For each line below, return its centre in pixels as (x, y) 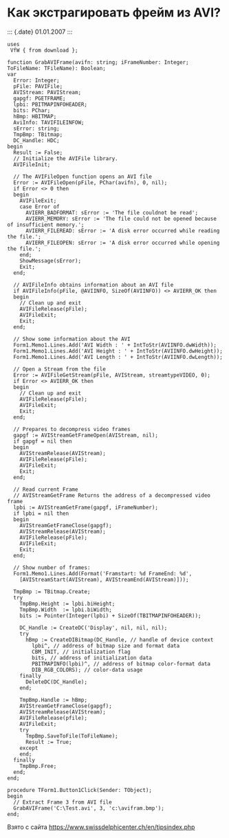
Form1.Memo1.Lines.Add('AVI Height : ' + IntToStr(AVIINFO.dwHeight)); (118, 351)
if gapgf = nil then (43, 441)
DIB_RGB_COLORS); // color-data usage (87, 670)
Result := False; (38, 153)
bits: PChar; (32, 110)
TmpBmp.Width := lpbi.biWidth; (66, 610)
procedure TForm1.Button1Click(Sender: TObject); (80, 790)
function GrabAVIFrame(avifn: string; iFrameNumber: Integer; (98, 62)
